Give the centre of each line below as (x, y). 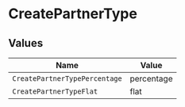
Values (26, 43)
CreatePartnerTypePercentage (67, 79)
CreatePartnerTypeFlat (55, 92)
